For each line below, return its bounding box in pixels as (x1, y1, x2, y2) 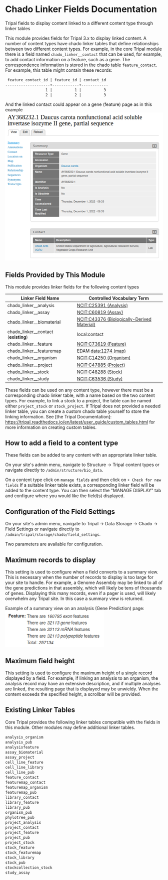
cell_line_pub (5, 770, 35, 775)
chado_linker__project (7, 362, 52, 368)
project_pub (5, 835, 30, 840)
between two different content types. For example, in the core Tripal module (5, 46, 162, 52)
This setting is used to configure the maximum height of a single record (5, 670, 152, 676)
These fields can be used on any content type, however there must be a (5, 387, 153, 393)
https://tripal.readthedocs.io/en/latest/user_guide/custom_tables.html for (5, 419, 155, 425)
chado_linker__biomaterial (7, 319, 61, 325)
